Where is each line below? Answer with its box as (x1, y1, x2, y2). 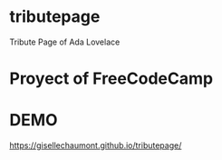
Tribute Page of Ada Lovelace (9, 36, 121, 47)
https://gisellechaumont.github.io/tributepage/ (9, 140, 182, 151)
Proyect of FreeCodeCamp (9, 68, 214, 89)
